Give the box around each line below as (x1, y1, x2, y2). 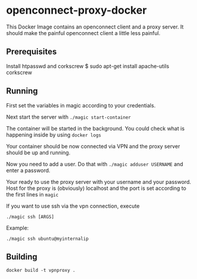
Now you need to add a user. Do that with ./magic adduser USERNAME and (6, 160, 183, 167)
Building (6, 252, 37, 262)
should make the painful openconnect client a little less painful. (6, 29, 161, 36)
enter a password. (6, 167, 50, 174)
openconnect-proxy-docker (6, 4, 147, 17)
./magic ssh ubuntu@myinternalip (6, 236, 89, 242)
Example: (6, 224, 29, 232)
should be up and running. (6, 149, 71, 156)
